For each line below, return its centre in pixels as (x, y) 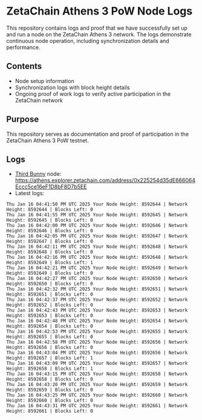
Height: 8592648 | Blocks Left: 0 (50, 252)
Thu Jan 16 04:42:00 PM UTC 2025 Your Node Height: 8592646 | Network (97, 225)
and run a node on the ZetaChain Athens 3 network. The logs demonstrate (99, 34)
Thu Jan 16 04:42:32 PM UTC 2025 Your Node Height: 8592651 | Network (97, 289)
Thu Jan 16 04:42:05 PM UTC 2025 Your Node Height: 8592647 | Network (97, 236)
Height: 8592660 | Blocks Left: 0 (50, 401)
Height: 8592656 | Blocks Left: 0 (50, 348)
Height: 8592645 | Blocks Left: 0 (50, 220)
